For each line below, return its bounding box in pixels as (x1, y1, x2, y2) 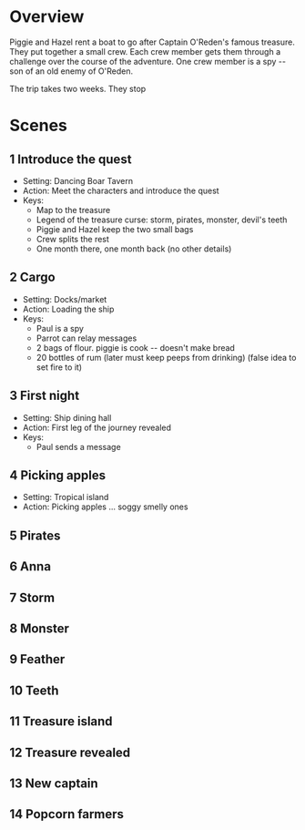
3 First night (9, 388, 80, 404)
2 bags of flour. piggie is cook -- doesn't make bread (36, 342, 235, 353)
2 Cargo (9, 270, 56, 285)
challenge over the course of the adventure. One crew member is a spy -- (9, 56, 287, 67)
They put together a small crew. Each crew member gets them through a (9, 46, 280, 56)
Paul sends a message (36, 441, 121, 452)
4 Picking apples (9, 467, 107, 483)
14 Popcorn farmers (9, 806, 125, 822)
